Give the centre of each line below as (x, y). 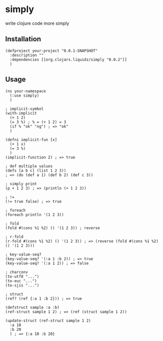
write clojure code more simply (37, 23)
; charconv (17, 272)
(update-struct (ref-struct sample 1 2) (48, 321)
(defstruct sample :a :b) (32, 307)
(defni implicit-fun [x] (31, 140)
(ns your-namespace (26, 91)
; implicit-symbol (24, 109)
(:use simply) (24, 95)
